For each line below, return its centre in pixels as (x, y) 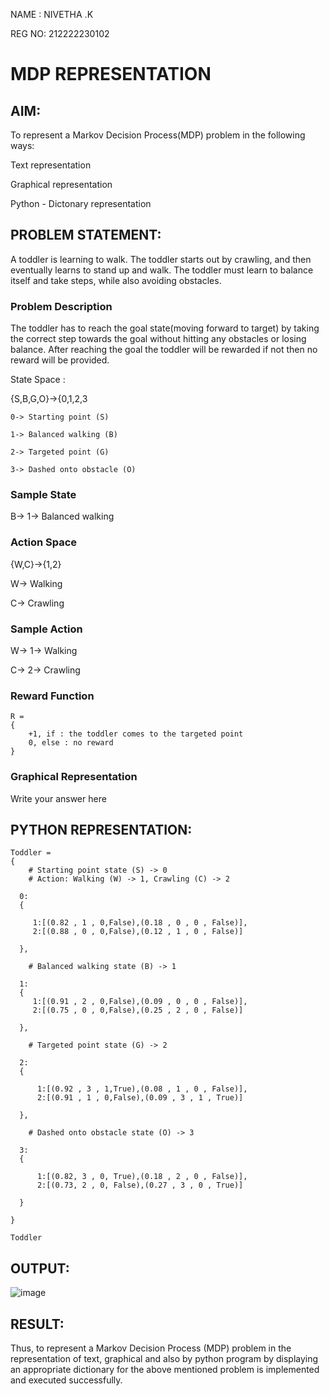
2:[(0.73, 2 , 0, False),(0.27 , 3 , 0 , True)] (140, 1185)
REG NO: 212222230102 (60, 33)
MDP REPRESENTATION (111, 74)
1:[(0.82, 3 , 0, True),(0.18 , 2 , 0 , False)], (142, 1177)
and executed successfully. (66, 1380)
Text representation (51, 165)
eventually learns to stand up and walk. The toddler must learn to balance (162, 270)
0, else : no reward (71, 743)
